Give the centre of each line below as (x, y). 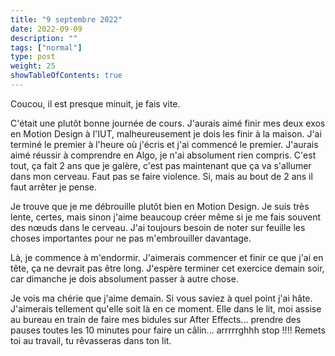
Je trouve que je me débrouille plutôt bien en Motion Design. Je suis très (160, 206)
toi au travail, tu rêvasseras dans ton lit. (91, 340)
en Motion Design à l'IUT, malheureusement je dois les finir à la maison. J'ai (166, 133)
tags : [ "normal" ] (46, 47)
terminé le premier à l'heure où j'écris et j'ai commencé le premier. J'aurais (164, 144)
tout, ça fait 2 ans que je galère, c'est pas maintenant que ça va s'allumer (161, 165)
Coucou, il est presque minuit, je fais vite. (95, 103)
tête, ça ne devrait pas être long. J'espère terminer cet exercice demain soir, (167, 268)
